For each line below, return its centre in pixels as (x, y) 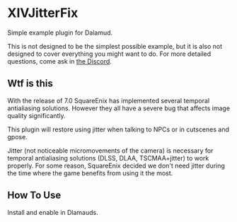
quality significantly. (36, 115)
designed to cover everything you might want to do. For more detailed (109, 54)
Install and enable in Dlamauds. (53, 212)
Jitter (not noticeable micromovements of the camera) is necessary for (110, 151)
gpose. (18, 136)
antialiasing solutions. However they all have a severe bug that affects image (119, 108)
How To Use (34, 195)
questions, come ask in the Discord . (59, 61)
